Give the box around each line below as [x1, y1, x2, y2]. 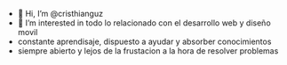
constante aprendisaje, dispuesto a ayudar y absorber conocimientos [17, 36, 272, 47]
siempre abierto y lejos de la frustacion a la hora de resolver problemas [17, 46, 279, 56]
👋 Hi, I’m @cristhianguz [17, 9, 104, 18]
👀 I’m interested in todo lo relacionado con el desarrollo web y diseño [17, 18, 271, 28]
